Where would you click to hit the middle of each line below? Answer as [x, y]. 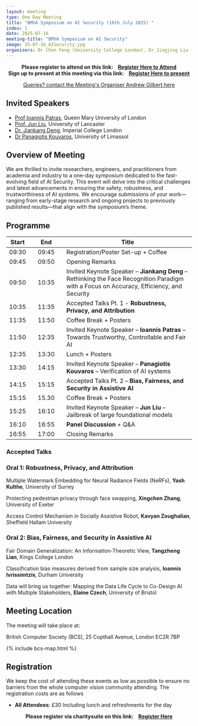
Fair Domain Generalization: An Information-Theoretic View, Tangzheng [93, 550]
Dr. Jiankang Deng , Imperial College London [68, 130]
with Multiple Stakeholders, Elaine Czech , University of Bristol [82, 592]
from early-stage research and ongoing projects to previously [101, 201]
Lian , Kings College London [40, 557]
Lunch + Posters [89, 354]
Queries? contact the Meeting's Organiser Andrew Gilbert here [99, 85]
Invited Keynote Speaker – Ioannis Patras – [126, 330]
